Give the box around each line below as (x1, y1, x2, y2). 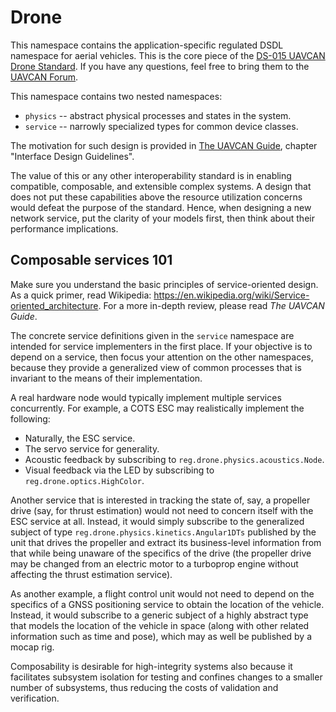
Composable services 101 (10, 252, 173, 269)
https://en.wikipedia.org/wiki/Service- (153, 289, 310, 301)
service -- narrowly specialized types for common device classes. (24, 120, 299, 132)
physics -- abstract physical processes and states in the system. (24, 109, 292, 121)
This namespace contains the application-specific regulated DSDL (10, 39, 284, 51)
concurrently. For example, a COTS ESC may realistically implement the (10, 402, 305, 414)
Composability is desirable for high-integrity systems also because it (10, 660, 293, 672)
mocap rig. (10, 641, 55, 653)
